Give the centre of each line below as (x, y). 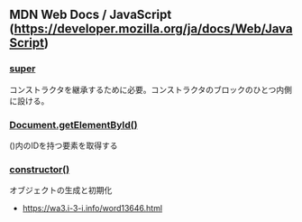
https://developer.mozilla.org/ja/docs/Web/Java (153, 29)
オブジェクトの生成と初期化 (61, 190)
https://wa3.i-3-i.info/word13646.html (92, 208)
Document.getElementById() (73, 125)
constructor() (40, 169)
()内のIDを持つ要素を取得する (64, 145)
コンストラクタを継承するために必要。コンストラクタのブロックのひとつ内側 (151, 89)
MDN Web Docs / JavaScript (91, 15)
